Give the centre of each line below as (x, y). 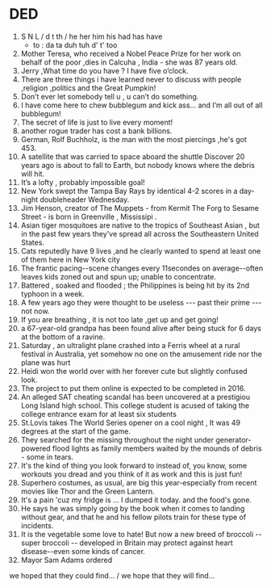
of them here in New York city (70, 259)
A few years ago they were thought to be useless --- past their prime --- (141, 302)
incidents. (37, 525)
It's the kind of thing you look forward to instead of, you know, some (134, 465)
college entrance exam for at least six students (98, 414)
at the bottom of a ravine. (63, 337)
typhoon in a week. (53, 294)
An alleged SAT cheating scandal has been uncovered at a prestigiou (135, 397)
